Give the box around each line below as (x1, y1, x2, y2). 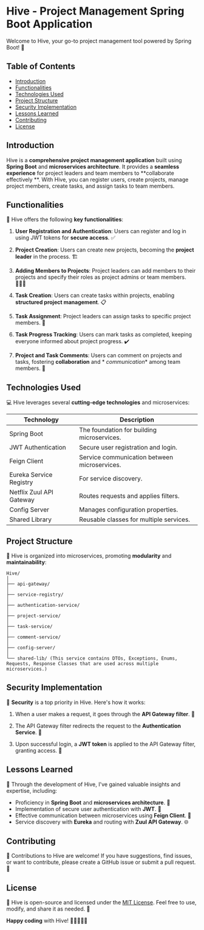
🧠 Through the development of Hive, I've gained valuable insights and (6, 781, 181, 788)
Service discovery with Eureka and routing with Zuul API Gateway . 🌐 (15, 818, 189, 826)
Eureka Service (9, 471, 53, 479)
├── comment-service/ (6, 634, 61, 640)
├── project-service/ (6, 613, 61, 619)
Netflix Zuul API (9, 488, 53, 496)
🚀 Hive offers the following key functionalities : (6, 216, 123, 223)
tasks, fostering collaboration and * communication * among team (15, 358, 181, 366)
